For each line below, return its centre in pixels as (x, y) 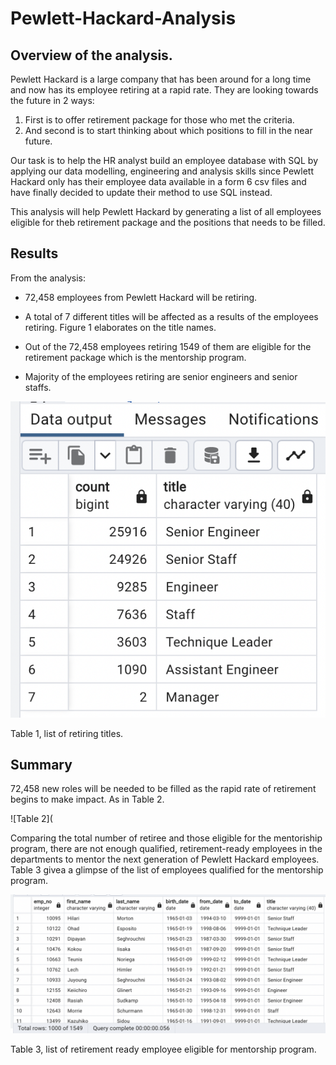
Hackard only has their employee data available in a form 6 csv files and (158, 181)
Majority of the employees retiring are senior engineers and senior (161, 376)
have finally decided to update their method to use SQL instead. (141, 192)
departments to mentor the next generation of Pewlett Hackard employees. (165, 859)
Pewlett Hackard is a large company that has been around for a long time (161, 79)
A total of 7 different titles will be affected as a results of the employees (171, 316)
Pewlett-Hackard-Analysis (123, 18)
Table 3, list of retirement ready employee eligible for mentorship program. (163, 1049)
